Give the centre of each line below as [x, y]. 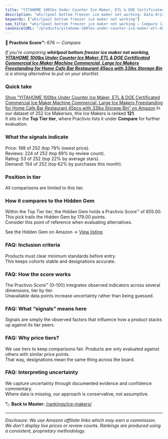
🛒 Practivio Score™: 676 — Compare [43, 43]
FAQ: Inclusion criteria [33, 245]
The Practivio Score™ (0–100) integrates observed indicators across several [83, 285]
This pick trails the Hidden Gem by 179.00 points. [56, 217]
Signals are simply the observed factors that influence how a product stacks [84, 320]
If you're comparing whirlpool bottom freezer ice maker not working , [77, 53]
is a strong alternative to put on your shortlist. [52, 74]
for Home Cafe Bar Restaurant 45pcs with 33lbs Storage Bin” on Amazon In [83, 108]
